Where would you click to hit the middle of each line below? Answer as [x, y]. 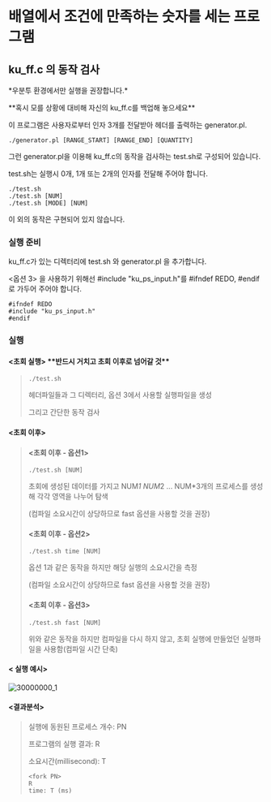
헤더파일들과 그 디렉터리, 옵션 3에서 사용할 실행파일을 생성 [120, 395]
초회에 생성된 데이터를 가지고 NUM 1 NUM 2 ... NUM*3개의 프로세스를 [138, 486]
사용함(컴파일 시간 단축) [81, 649]
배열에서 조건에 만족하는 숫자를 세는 [119, 17]
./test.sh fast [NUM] [64, 623]
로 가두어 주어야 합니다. [45, 289]
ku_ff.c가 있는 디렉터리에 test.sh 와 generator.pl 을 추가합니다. [108, 261]
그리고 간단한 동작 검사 [64, 412]
